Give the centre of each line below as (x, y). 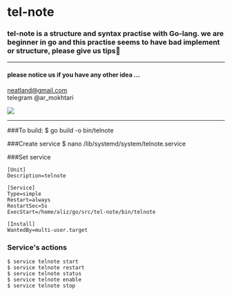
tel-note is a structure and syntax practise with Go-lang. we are (116, 34)
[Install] (21, 224)
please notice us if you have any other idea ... (74, 75)
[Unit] (17, 170)
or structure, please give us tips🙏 (64, 51)
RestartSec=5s (28, 206)
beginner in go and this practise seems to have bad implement (114, 42)
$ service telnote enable (44, 279)
